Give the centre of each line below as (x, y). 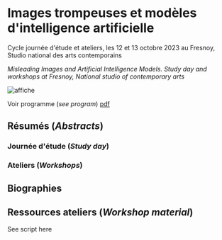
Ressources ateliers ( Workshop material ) (100, 212)
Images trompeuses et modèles (102, 13)
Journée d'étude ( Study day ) (59, 147)
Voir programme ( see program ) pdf (59, 103)
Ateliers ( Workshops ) (45, 166)
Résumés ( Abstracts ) (56, 126)
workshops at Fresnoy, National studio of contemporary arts (96, 76)
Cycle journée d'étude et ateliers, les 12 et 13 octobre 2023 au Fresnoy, (111, 47)
